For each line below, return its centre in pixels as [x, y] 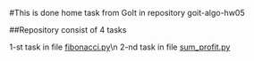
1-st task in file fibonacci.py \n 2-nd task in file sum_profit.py [120, 47]
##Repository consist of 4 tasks [68, 30]
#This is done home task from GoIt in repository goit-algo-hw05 [127, 13]
